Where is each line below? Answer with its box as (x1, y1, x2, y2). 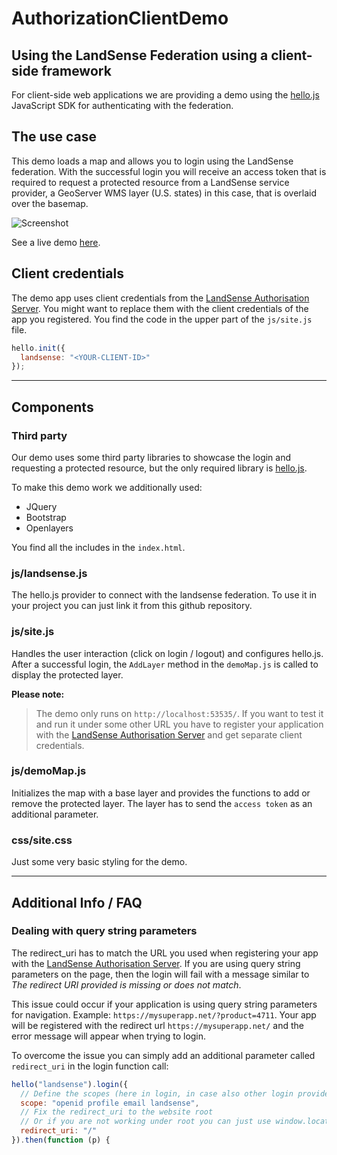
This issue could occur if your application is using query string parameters (11, 998, 318, 1010)
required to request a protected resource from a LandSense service (11, 176, 290, 188)
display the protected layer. (11, 668, 124, 681)
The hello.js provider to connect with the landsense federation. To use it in (11, 589, 318, 601)
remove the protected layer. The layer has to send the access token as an (11, 797, 313, 809)
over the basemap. (11, 197, 89, 209)
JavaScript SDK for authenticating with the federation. (11, 100, 234, 111)
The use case (11, 128, 97, 146)
